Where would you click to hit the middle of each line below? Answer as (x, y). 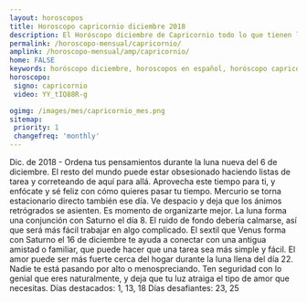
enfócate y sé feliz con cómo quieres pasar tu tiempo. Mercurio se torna (145, 191)
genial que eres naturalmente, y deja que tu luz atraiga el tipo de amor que (149, 278)
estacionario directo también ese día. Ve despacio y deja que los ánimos (146, 201)
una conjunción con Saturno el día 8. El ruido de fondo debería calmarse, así (153, 220)
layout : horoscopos (47, 18)
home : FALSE (32, 60)
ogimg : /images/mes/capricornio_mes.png (88, 110)
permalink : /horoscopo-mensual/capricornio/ (95, 43)
